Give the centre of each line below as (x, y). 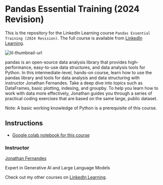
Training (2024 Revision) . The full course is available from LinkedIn (74, 38)
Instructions (24, 123)
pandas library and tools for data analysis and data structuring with (72, 78)
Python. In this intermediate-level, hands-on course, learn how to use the (79, 72)
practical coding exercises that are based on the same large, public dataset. (81, 98)
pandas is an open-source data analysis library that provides (66, 62)
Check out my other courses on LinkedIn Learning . (56, 177)
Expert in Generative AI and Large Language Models (58, 168)
